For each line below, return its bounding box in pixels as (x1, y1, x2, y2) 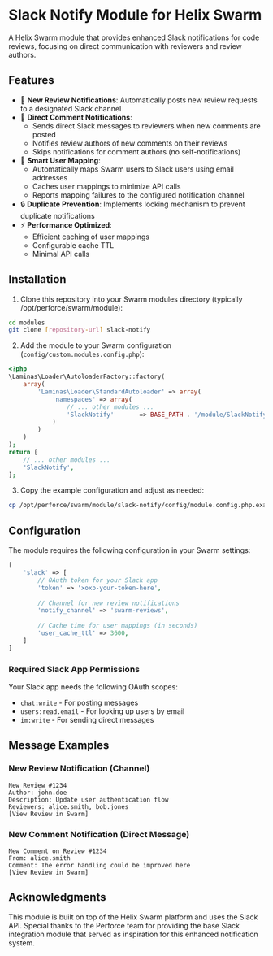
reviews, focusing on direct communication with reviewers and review (8, 41, 242, 50)
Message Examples (8, 738, 110, 753)
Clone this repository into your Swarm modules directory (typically (19, 294, 243, 304)
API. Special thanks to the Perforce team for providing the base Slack (8, 920, 240, 930)
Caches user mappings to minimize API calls (32, 181, 181, 191)
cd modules (8, 319, 45, 327)
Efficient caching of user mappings (32, 232, 150, 241)
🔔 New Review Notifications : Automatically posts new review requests (19, 95, 258, 105)
